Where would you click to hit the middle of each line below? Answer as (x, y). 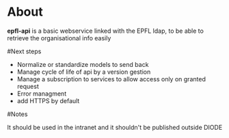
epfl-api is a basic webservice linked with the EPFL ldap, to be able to (105, 31)
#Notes (17, 114)
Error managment (42, 94)
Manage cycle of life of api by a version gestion (84, 72)
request (28, 86)
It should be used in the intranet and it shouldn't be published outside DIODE (115, 127)
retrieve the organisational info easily (59, 38)
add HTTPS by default (48, 100)
